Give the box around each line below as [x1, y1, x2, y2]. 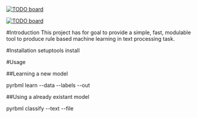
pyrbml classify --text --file [6, 105, 74, 112]
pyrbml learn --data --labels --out [6, 81, 90, 89]
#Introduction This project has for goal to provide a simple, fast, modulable [6, 29, 191, 36]
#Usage [6, 59, 26, 65]
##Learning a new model [6, 70, 68, 77]
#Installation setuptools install [6, 47, 80, 54]
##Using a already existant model [6, 93, 89, 100]
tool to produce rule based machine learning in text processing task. [6, 35, 175, 42]
